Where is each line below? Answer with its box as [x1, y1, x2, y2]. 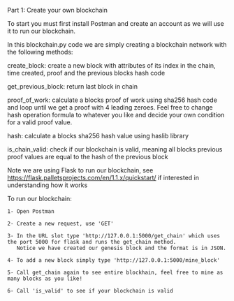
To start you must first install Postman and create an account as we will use [7, 20, 225, 27]
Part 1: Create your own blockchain [7, 6, 108, 14]
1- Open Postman [7, 208, 54, 215]
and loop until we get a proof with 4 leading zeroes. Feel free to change [7, 103, 213, 111]
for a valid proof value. [7, 118, 73, 126]
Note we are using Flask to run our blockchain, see [7, 166, 154, 174]
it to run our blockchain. [7, 27, 75, 35]
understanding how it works [7, 181, 88, 189]
